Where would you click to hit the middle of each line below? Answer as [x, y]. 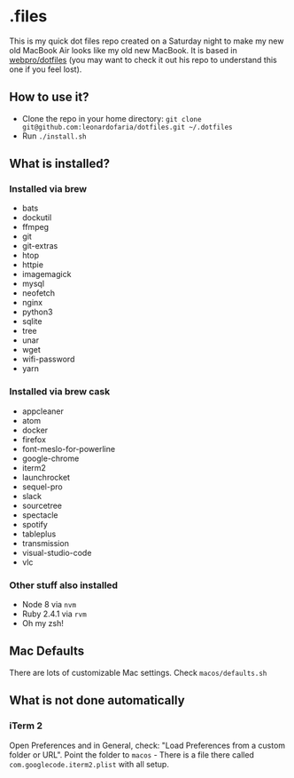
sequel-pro [43, 487]
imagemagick [46, 274]
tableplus [39, 534]
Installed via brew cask [60, 392]
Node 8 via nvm [49, 605]
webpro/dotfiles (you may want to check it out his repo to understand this [143, 60]
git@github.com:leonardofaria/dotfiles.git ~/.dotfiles [127, 127]
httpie [33, 265]
